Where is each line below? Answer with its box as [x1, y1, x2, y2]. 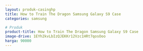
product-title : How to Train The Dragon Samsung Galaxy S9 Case [5, 30, 139, 34]
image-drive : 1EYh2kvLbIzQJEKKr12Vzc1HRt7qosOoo [5, 34, 106, 39]
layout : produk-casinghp [5, 7, 56, 12]
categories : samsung [5, 16, 47, 21]
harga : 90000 [5, 38, 32, 44]
